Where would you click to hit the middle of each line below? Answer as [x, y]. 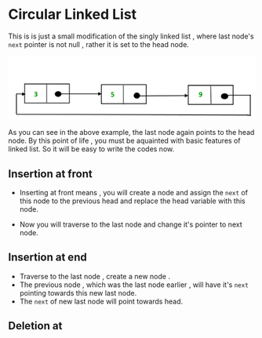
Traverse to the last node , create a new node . [95, 276]
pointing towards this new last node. [78, 293]
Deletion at [35, 326]
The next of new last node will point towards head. [101, 301]
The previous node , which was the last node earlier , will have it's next [134, 285]
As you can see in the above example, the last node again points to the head [131, 133]
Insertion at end [48, 258]
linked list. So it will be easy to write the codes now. [91, 149]
